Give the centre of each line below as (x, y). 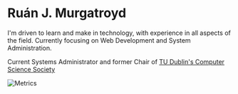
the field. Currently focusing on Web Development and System (99, 40)
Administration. (30, 48)
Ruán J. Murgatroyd (67, 13)
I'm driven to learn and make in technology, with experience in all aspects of (119, 33)
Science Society (31, 69)
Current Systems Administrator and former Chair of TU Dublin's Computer (116, 61)
